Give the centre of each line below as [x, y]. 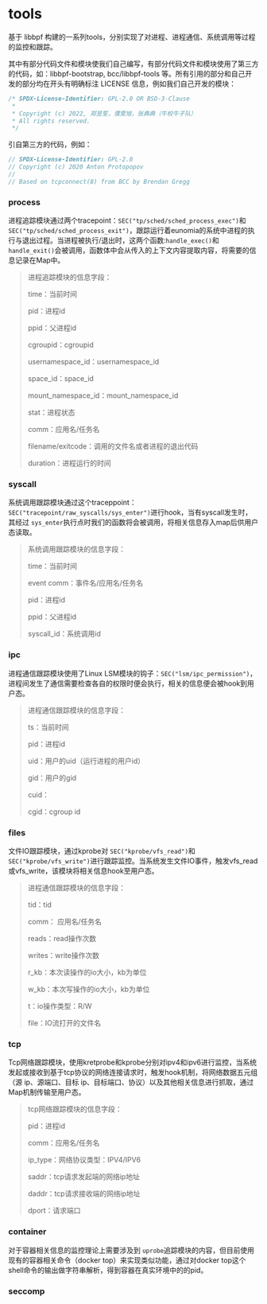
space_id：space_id [60, 379]
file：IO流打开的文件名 [64, 1023]
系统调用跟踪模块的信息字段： [76, 549]
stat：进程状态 [51, 413]
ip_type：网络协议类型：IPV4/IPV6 [84, 1160]
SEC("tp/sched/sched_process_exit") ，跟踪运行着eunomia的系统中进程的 [128, 231]
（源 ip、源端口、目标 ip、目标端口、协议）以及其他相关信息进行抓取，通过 [131, 1082]
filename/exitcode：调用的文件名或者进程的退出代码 [113, 446]
